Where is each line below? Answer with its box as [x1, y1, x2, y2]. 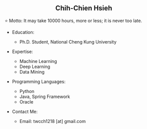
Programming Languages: [12, 78, 66, 84]
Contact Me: [12, 108, 38, 114]
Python [19, 88, 35, 94]
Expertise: [12, 48, 33, 54]
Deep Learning [19, 63, 51, 69]
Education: [12, 29, 35, 35]
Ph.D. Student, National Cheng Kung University [19, 38, 117, 44]
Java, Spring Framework [19, 93, 70, 99]
